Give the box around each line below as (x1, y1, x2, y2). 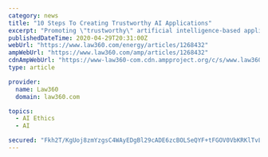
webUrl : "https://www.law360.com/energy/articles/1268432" (8, 41, 209, 49)
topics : (8, 107, 34, 116)
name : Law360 (15, 85, 59, 93)
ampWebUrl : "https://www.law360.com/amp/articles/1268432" (8, 49, 209, 57)
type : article (8, 64, 56, 72)
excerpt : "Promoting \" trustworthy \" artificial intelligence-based (8, 26, 241, 34)
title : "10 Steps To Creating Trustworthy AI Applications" (8, 19, 213, 27)
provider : (8, 77, 41, 86)
